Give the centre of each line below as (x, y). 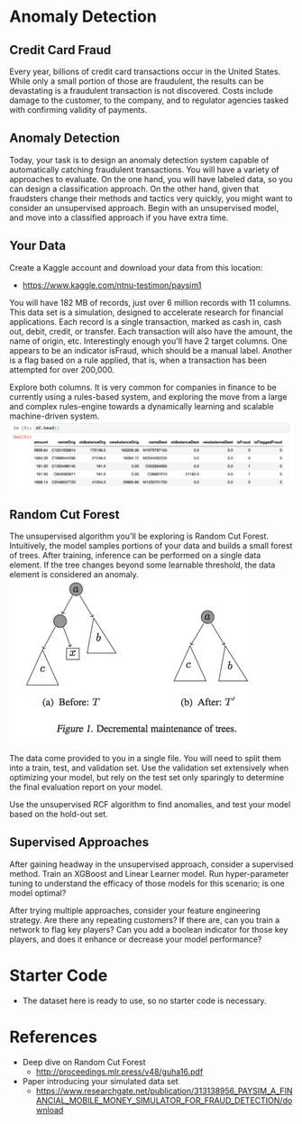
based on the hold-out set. (59, 814)
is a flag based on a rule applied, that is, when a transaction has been (138, 360)
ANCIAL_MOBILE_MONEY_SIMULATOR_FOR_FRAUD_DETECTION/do (164, 1100)
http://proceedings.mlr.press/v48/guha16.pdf (119, 1072)
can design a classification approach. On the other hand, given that (134, 189)
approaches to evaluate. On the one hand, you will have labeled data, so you (151, 179)
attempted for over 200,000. (62, 369)
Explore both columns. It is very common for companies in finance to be (143, 387)
